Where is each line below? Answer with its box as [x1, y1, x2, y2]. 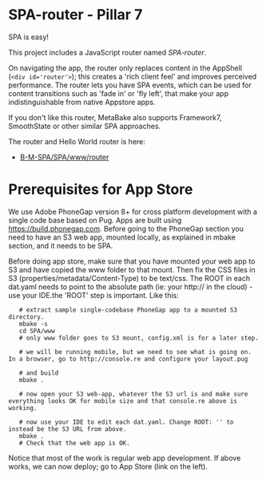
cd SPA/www [18, 327, 56, 335]
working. [8, 404, 38, 412]
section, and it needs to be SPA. [8, 240, 113, 250]
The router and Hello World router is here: [8, 136, 146, 146]
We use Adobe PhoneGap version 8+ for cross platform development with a [8, 207, 258, 216]
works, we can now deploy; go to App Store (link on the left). [8, 461, 208, 471]
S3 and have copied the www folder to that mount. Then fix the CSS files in [8, 264, 256, 274]
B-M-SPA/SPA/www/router [19, 152, 109, 162]
